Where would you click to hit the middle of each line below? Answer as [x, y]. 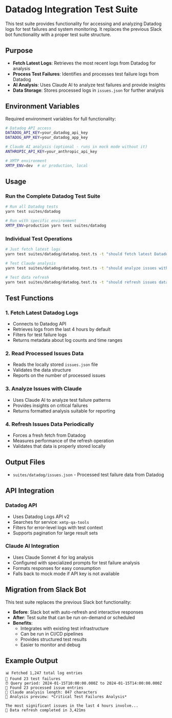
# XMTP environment [26, 161]
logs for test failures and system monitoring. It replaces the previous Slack [84, 29]
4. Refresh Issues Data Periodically [50, 424]
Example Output [31, 661]
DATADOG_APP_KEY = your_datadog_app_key [47, 138]
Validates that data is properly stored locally [59, 446]
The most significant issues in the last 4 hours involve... [72, 706]
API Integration [30, 491]
